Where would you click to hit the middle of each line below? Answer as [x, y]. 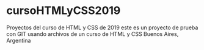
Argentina [19, 40]
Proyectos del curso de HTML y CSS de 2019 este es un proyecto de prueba [102, 27]
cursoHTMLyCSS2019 [64, 11]
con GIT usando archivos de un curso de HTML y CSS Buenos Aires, [93, 34]
